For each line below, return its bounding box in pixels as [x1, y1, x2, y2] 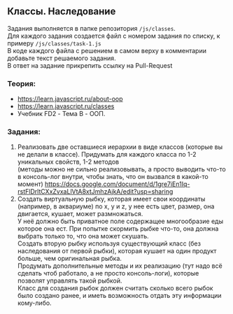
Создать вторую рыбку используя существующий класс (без [17, 239, 202, 248]
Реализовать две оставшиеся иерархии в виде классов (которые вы [17, 143, 223, 151]
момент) [17, 180, 43, 188]
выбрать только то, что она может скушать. [17, 232, 149, 241]
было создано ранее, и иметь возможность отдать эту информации [17, 292, 222, 300]
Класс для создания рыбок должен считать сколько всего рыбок [17, 284, 213, 292]
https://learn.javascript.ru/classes [17, 102, 115, 110]
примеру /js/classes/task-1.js [7, 38, 101, 48]
